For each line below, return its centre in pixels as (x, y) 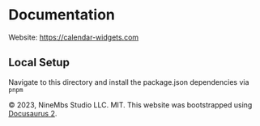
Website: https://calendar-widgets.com (74, 37)
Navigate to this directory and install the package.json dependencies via (129, 82)
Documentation (62, 15)
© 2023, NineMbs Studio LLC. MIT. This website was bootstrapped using (130, 105)
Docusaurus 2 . (33, 113)
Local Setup (39, 63)
